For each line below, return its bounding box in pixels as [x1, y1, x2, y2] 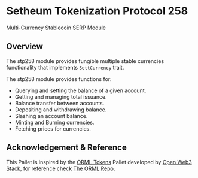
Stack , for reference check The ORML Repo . [6, 165, 115, 172]
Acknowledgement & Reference [6, 143, 127, 153]
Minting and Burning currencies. [14, 119, 95, 126]
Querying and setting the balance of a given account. [14, 87, 147, 94]
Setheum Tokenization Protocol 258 [6, 4, 188, 18]
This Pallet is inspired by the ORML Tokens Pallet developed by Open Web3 [6, 158, 193, 165]
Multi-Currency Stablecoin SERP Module [6, 24, 106, 31]
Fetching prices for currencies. [14, 125, 92, 132]
